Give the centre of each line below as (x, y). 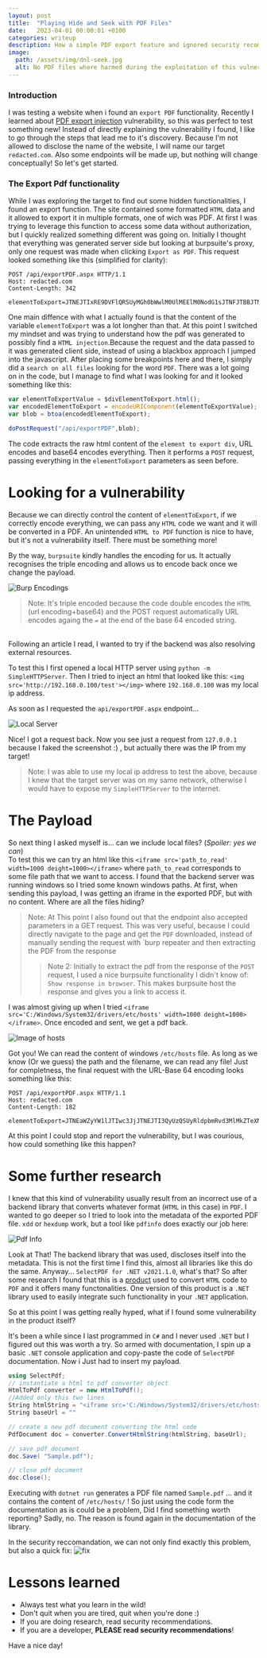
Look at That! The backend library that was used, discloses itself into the (127, 1254)
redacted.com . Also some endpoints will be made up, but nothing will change (133, 155)
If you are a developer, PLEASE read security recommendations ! (127, 1630)
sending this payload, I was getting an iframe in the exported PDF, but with (130, 893)
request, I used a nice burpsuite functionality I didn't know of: (148, 974)
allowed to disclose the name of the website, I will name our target (116, 146)
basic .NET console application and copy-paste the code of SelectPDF (122, 1353)
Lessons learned (64, 1583)
